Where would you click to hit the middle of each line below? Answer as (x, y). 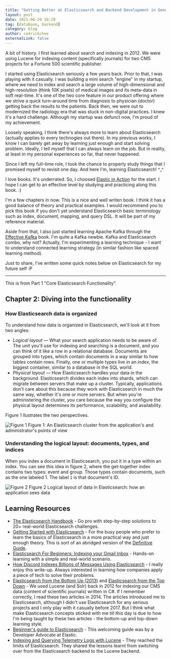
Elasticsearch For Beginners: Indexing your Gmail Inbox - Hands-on (83, 553)
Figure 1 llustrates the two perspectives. (47, 415)
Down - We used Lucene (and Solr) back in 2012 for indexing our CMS (86, 586)
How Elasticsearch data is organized (51, 314)
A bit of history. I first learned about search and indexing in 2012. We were (83, 53)
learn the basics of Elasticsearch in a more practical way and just (81, 537)
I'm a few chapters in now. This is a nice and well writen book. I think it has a (85, 200)
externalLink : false (27, 39)
